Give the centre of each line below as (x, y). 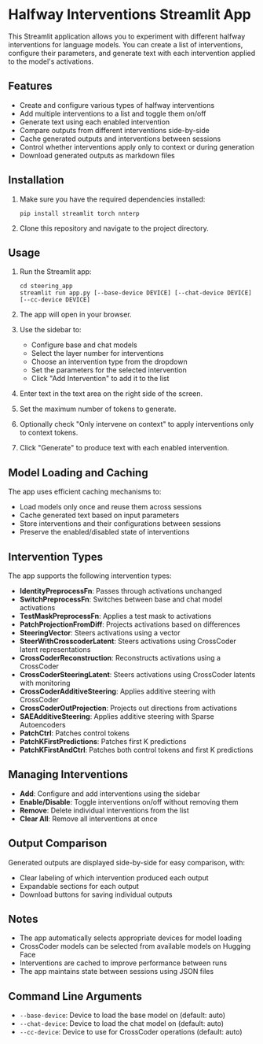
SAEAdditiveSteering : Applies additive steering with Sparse (117, 716)
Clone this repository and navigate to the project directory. (114, 228)
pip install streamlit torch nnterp (79, 213)
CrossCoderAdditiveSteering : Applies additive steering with (117, 691)
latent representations (55, 650)
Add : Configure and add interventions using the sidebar (110, 794)
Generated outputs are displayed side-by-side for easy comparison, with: (127, 862)
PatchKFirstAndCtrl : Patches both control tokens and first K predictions (136, 750)
